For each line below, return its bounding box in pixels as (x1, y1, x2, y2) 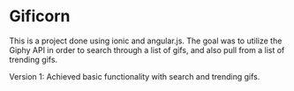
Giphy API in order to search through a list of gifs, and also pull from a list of (9, 44, 285, 55)
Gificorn (9, 6, 71, 27)
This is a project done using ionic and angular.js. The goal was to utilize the (9, 35, 283, 46)
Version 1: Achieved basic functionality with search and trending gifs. (9, 71, 260, 81)
